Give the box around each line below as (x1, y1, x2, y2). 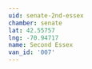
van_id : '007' (8, 48, 56, 56)
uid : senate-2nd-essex (8, 11, 84, 20)
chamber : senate (8, 19, 62, 27)
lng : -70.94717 (8, 33, 59, 42)
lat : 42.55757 (8, 26, 56, 34)
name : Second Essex (8, 41, 74, 49)
